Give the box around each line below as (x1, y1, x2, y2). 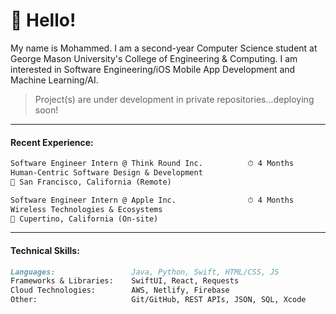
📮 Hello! (10, 9, 77, 32)
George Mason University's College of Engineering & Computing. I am (10, 52, 298, 64)
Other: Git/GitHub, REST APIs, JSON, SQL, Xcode (10, 295, 307, 305)
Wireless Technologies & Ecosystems (10, 204, 163, 214)
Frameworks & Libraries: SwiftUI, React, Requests (10, 276, 240, 286)
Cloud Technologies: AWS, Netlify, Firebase (10, 285, 230, 296)
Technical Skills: (10, 244, 80, 256)
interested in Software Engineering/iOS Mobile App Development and (10, 63, 296, 75)
